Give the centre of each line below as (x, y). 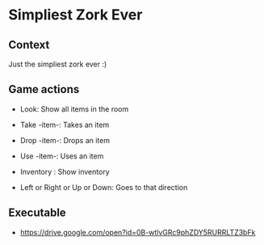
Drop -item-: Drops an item (65, 140)
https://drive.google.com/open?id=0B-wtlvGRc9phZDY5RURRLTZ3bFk (138, 232)
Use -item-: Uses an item (62, 156)
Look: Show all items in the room (74, 109)
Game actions (44, 89)
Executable (37, 213)
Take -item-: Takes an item (65, 125)
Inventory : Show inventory (65, 171)
